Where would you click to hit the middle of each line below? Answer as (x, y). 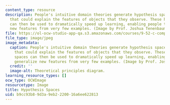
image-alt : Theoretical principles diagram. (57, 71)
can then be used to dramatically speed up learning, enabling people (86, 24)
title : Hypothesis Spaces (32, 90)
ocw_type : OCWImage (26, 80)
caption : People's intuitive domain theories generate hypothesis (81, 47)
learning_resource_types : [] (36, 76)
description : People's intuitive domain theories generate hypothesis (81, 15)
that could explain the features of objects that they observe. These (86, 19)
